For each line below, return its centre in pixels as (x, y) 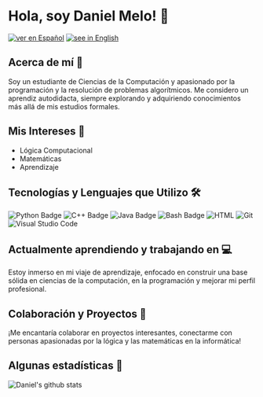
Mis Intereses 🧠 (47, 132)
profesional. (27, 289)
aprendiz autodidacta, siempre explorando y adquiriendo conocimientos (124, 98)
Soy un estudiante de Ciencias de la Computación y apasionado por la (122, 81)
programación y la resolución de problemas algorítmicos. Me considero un (128, 90)
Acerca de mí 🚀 (46, 62)
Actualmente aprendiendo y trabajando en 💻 (121, 250)
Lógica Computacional (56, 150)
